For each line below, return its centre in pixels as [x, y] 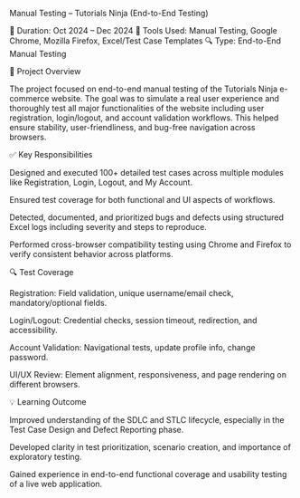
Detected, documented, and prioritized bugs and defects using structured [147, 217]
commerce [29, 98]
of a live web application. [56, 484]
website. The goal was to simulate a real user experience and [165, 98]
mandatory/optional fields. [58, 303]
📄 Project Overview [45, 71]
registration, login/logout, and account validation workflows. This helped [144, 118]
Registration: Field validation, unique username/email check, [122, 293]
